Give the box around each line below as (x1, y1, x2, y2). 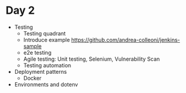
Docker (23, 74, 42, 82)
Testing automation (23, 61, 72, 69)
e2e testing (23, 49, 52, 56)
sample (23, 43, 42, 50)
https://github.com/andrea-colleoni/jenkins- (71, 36, 180, 43)
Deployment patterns (14, 68, 67, 75)
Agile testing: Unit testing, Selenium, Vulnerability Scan (23, 55, 160, 62)
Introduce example (23, 36, 70, 43)
